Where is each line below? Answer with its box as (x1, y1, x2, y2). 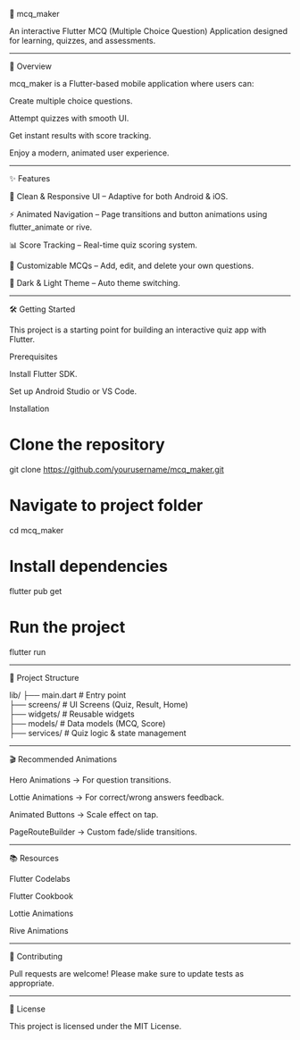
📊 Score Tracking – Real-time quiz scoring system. (9, 239, 198, 250)
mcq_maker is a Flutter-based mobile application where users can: (9, 79, 254, 88)
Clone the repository (9, 434, 165, 455)
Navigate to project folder (9, 496, 204, 516)
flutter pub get (9, 585, 62, 596)
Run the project (9, 617, 126, 637)
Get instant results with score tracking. (9, 130, 152, 140)
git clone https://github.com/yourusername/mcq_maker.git (9, 464, 225, 474)
